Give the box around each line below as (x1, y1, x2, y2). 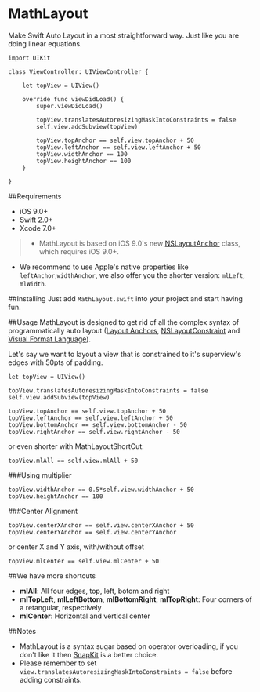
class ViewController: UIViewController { (8, 67, 149, 75)
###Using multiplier (8, 470, 72, 479)
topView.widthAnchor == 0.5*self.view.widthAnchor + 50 (8, 486, 194, 494)
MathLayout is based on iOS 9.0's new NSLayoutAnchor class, (38, 239, 241, 248)
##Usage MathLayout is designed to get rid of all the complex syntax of (8, 317, 240, 326)
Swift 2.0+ (19, 215, 53, 224)
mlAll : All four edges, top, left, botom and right (19, 586, 170, 595)
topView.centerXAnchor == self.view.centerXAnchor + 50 (8, 521, 194, 530)
